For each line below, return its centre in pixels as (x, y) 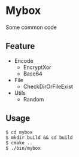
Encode (24, 60)
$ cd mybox (19, 132)
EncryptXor (37, 67)
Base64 (33, 74)
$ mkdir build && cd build (39, 137)
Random (34, 99)
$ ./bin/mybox (23, 148)
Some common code (31, 27)
